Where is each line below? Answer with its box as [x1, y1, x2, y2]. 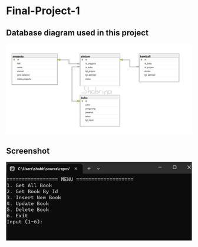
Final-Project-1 [6, 4, 81, 18]
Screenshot [6, 146, 50, 156]
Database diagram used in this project [6, 28, 149, 38]
